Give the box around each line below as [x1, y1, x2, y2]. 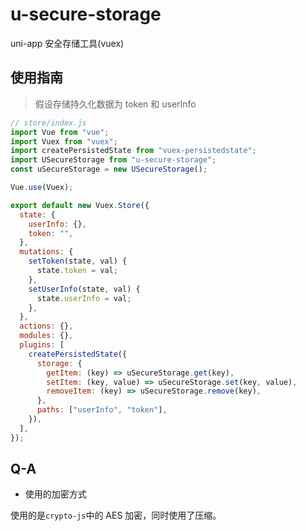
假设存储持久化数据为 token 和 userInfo [34, 98, 197, 110]
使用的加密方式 [24, 488, 87, 500]
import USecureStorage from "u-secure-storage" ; [10, 155, 217, 165]
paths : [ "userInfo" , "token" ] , [36, 405, 168, 415]
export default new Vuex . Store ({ [10, 200, 150, 210]
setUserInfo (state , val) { [28, 284, 141, 294]
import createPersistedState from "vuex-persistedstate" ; [10, 146, 257, 156]
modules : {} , [19, 331, 74, 341]
